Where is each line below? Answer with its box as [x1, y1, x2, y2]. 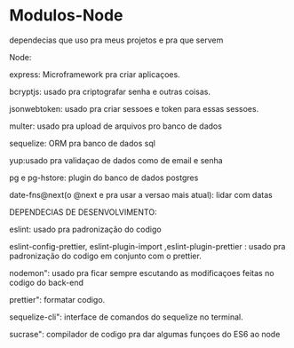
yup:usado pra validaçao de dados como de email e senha [9, 154, 224, 165]
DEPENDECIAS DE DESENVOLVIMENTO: [9, 206, 157, 217]
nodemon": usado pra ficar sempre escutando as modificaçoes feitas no [9, 267, 274, 278]
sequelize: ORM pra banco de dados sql [9, 138, 155, 148]
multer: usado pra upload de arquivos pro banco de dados [9, 121, 222, 131]
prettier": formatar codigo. [9, 294, 106, 304]
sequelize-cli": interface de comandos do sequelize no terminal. [9, 312, 243, 322]
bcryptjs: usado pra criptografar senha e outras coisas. [9, 86, 211, 97]
